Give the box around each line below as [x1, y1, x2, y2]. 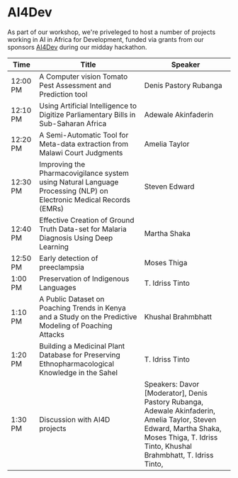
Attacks [38, 329, 65, 339]
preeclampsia [38, 262, 85, 272]
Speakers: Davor [144, 379, 200, 389]
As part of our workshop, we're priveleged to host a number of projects [7, 28, 216, 36]
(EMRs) [38, 204, 64, 213]
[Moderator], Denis [144, 388, 208, 398]
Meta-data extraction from [38, 139, 129, 149]
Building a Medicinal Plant [38, 341, 125, 351]
